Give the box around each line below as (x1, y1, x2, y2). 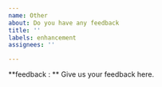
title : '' (8, 26, 41, 34)
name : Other (8, 11, 48, 20)
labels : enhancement (8, 33, 77, 42)
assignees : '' (8, 41, 56, 49)
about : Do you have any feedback (8, 19, 120, 27)
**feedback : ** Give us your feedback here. (8, 70, 154, 79)
